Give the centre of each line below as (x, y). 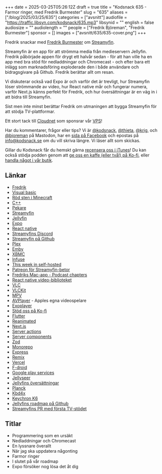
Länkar (16, 176)
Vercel (18, 362)
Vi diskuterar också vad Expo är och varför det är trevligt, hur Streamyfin (77, 81)
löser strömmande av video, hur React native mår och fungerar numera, (76, 87)
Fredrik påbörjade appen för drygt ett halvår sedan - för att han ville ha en (79, 57)
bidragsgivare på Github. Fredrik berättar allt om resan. (60, 72)
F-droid (20, 367)
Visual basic (24, 192)
